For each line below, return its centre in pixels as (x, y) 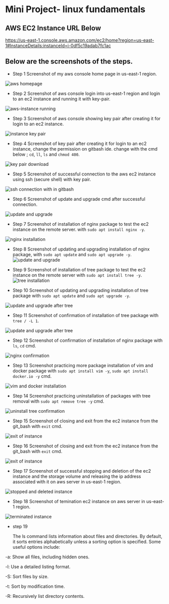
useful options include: (36, 547)
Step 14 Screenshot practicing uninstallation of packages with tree (81, 396)
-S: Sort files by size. (27, 576)
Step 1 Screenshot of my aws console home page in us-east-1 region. (85, 74)
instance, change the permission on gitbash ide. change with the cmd (85, 149)
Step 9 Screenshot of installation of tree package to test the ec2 (79, 269)
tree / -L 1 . (26, 321)
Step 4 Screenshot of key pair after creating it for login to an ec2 (79, 144)
